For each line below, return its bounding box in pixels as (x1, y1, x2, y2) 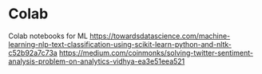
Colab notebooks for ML (8, 31, 88, 41)
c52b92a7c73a (8, 48, 58, 57)
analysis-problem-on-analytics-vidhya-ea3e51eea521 (8, 56, 185, 66)
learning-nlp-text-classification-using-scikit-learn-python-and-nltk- (8, 39, 232, 49)
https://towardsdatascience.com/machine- (89, 31, 231, 41)
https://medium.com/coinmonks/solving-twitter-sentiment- (58, 48, 254, 57)
